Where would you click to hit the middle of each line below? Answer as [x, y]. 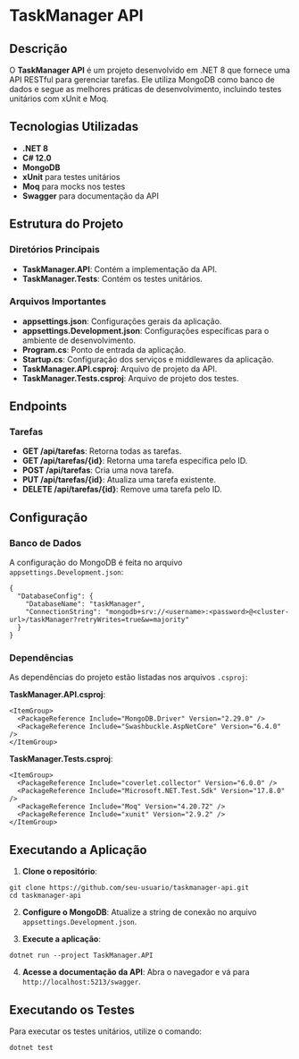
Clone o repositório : [60, 871]
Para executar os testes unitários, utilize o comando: [106, 1031]
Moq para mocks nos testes [74, 186]
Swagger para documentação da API [90, 196]
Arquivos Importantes [58, 302]
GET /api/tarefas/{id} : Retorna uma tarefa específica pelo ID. [135, 461]
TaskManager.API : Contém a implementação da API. [119, 269]
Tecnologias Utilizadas [74, 127]
